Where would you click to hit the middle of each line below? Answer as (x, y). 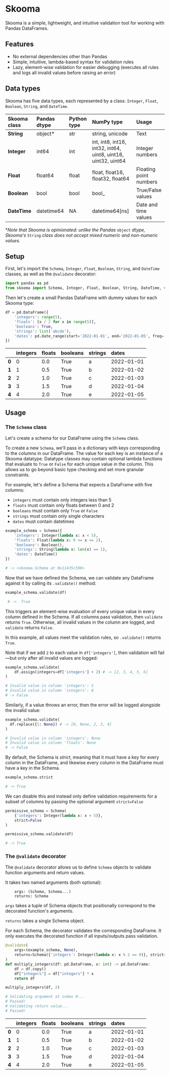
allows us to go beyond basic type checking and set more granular (75, 469)
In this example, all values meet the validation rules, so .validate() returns (83, 637)
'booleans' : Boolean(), (39, 545)
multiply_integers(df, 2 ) (32, 988)
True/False (149, 190)
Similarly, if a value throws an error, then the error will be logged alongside (83, 705)
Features (19, 44)
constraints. (18, 475)
